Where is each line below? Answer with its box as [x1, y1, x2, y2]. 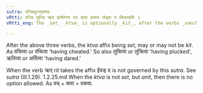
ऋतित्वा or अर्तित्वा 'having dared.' [6, 55, 82, 62]
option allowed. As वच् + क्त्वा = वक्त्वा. [6, 80, 93, 87]
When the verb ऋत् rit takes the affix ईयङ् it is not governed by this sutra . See [6, 67, 196, 74]
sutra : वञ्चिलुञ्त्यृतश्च [6, 8, 50, 15]
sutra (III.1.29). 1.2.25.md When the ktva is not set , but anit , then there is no [6, 73, 193, 81]
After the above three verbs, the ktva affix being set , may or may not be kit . [6, 41, 193, 49]
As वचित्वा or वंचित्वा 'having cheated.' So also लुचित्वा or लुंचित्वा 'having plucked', [6, 48, 192, 55]
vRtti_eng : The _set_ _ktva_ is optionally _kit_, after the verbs [6, 20, 180, 26]
